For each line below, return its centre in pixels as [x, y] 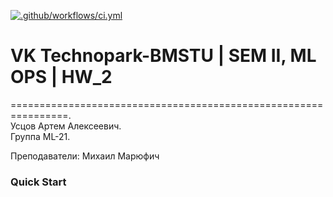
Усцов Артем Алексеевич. [66, 126]
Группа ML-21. [40, 136]
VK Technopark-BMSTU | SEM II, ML [163, 56]
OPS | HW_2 [61, 77]
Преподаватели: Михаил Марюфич [85, 156]
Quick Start [38, 182]
